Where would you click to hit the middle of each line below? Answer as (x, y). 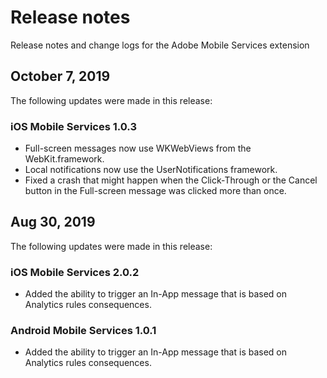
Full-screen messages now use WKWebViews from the (138, 148)
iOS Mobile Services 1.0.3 (73, 126)
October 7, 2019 (60, 76)
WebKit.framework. (64, 159)
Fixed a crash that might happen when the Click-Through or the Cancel (171, 180)
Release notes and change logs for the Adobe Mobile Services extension (160, 45)
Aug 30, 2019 (53, 222)
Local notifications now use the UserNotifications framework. (151, 170)
